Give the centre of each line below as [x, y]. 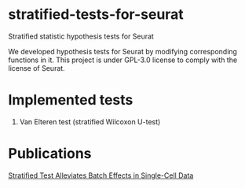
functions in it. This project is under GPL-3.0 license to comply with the [123, 60]
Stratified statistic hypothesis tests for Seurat [81, 36]
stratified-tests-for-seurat [96, 15]
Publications [50, 154]
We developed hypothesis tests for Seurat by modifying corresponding [123, 51]
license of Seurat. [37, 68]
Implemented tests [71, 100]
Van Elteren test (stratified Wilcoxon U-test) [90, 122]
